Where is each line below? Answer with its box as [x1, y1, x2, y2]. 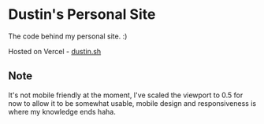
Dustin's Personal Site [8, 5, 156, 24]
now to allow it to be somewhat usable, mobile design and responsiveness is [8, 98, 257, 108]
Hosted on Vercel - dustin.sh [8, 46, 102, 56]
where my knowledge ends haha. [8, 107, 116, 116]
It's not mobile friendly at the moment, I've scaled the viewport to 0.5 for [8, 90, 244, 100]
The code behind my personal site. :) [8, 31, 128, 41]
